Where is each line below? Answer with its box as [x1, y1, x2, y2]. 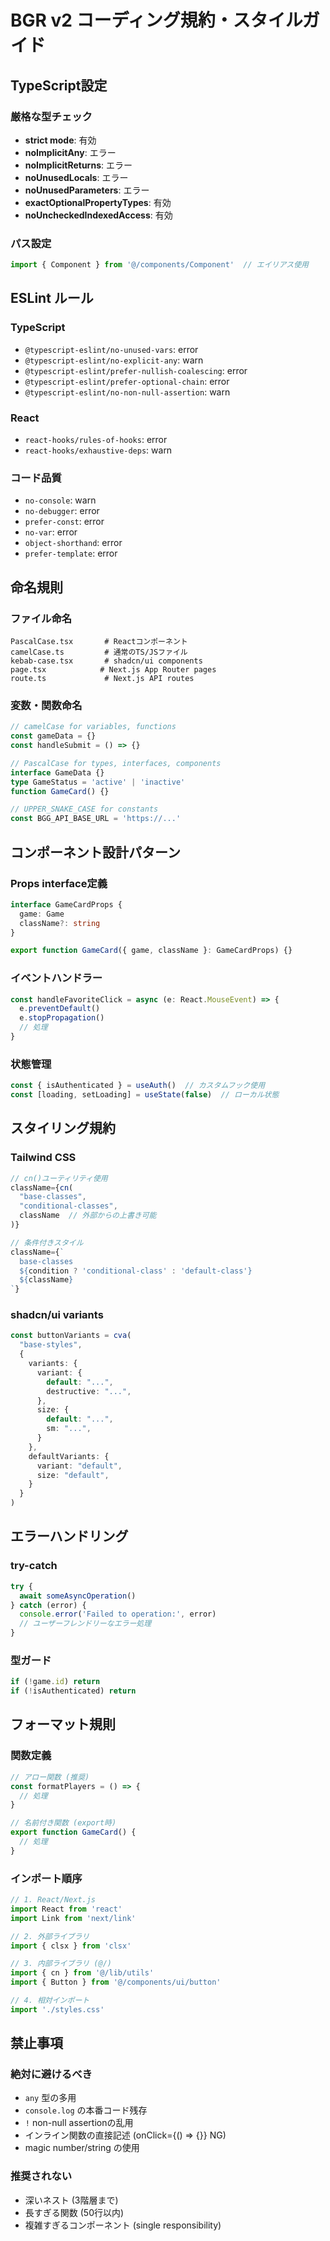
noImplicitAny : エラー [24, 146, 117, 158]
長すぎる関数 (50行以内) [24, 2206, 125, 2218]
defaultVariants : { [28, 1451, 110, 1461]
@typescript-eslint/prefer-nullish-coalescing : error [24, 364, 248, 376]
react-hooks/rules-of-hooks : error [24, 434, 168, 446]
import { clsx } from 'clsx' [10, 1941, 132, 1951]
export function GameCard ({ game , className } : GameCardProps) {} [10, 946, 293, 956]
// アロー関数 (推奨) [10, 1772, 90, 1782]
